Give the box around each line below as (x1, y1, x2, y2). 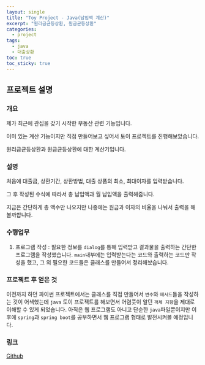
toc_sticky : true (6, 60, 51, 66)
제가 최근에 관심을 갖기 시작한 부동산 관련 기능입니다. (6, 120, 132, 127)
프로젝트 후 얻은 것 (6, 275, 58, 284)
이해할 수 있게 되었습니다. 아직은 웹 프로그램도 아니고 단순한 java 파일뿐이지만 (6, 306, 191, 313)
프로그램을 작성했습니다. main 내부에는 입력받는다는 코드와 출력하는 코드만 (15, 251, 190, 258)
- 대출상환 (12, 49, 35, 55)
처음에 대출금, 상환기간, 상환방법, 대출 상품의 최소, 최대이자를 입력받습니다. (6, 177, 184, 185)
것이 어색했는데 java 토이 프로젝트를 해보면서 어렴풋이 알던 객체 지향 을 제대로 (12, 298, 195, 305)
